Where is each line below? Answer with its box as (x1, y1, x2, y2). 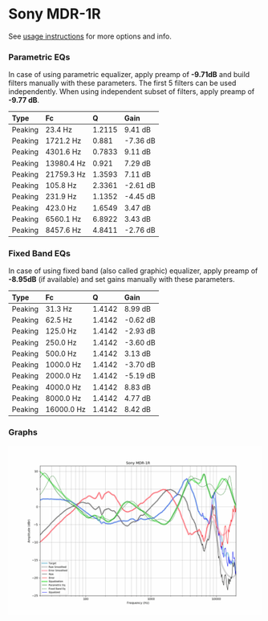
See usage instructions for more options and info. (8, 31, 173, 41)
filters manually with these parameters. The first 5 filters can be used (8, 78, 237, 88)
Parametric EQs (8, 51, 71, 63)
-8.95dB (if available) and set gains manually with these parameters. (8, 275, 235, 284)
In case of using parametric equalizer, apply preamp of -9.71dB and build (8, 70, 250, 80)
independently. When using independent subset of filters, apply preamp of (8, 87, 255, 96)
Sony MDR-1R (8, 5, 102, 23)
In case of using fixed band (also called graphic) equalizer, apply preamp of (8, 266, 258, 276)
